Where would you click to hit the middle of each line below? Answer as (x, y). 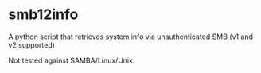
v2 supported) (32, 44)
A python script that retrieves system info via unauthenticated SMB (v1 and (130, 36)
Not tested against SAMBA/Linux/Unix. (72, 60)
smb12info (43, 15)
